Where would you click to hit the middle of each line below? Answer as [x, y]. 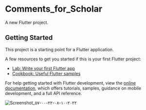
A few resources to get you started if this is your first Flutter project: [73, 59]
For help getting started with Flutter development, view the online [71, 83]
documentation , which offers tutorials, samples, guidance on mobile [73, 88]
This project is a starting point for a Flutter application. [59, 49]
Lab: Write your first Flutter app [44, 68]
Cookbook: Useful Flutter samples [46, 73]
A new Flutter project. [27, 22]
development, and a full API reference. [44, 93]
